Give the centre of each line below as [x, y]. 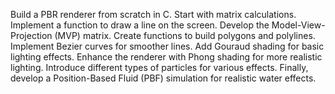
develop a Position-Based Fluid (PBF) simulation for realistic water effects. [163, 78]
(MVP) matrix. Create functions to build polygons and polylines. [185, 35]
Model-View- [298, 25]
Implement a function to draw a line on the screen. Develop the [140, 25]
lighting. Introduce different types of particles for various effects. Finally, [159, 67]
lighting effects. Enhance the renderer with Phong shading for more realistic [166, 57]
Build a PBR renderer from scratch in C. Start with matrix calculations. [153, 14]
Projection [31, 35]
